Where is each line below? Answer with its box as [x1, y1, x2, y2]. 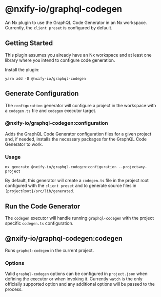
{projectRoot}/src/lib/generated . [5, 188, 74, 194]
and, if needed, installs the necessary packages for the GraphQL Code [5, 136, 147, 142]
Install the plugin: [5, 67, 40, 72]
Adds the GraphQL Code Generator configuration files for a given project [5, 131, 152, 137]
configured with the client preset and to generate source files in [5, 183, 137, 189]
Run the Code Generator [5, 202, 80, 210]
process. [5, 286, 23, 292]
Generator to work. [5, 141, 43, 147]
